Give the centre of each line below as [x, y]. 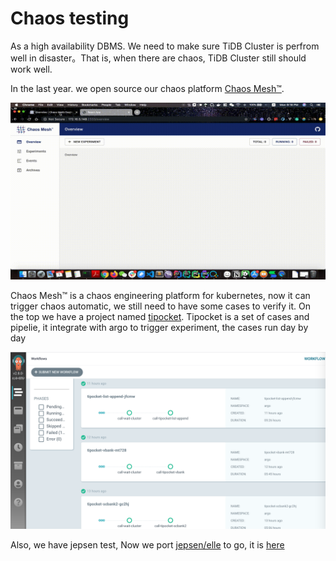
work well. [31, 69]
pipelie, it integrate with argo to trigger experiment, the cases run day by [159, 328]
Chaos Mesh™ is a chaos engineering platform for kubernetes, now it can [160, 296]
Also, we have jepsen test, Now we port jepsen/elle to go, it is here [147, 544]
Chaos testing [70, 18]
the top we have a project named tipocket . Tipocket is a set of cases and [160, 317]
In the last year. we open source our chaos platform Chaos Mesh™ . [147, 88]
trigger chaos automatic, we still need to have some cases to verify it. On [160, 306]
